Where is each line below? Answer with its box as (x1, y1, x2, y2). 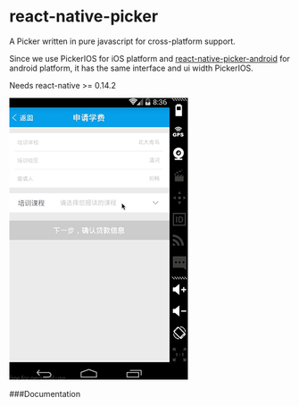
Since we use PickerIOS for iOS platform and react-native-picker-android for (9, 53, 290, 63)
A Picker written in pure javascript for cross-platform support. (9, 36, 237, 47)
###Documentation (9, 388, 81, 399)
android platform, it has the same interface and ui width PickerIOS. (9, 63, 254, 73)
